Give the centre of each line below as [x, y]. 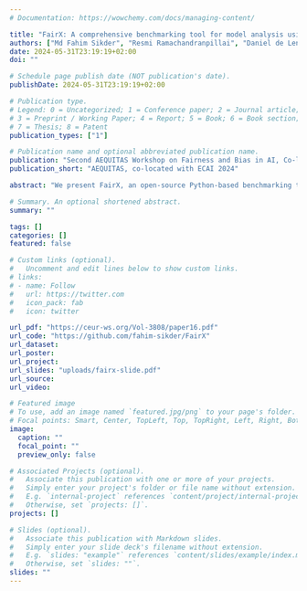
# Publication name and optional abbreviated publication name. [134, 152]
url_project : [34, 362]
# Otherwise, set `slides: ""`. [75, 564]
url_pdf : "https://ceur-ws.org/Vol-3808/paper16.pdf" [114, 328]
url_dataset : [34, 345]
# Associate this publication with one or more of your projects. [143, 480]
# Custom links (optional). [63, 260]
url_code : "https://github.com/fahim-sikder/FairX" [110, 336]
